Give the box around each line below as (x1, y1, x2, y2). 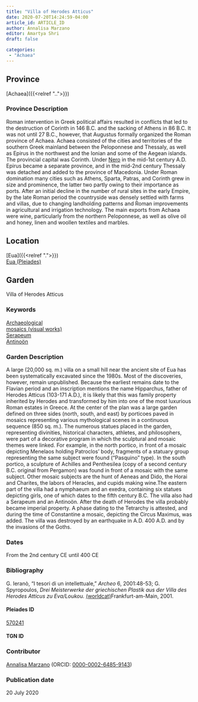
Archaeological (6, 319, 43, 326)
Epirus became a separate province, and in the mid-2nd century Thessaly (6, 162, 186, 169)
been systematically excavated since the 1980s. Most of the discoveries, (6, 372, 183, 379)
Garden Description (6, 353, 64, 361)
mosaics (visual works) (6, 325, 63, 332)
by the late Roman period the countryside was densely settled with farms (6, 194, 184, 201)
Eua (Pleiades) (6, 258, 41, 265)
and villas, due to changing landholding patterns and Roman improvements (6, 199, 189, 207)
